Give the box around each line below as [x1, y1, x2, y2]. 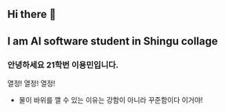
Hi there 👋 [7, 8, 56, 21]
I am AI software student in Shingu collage [7, 34, 218, 48]
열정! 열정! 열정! [7, 79, 56, 89]
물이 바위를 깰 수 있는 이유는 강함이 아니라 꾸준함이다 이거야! [18, 96, 203, 105]
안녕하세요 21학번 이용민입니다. [7, 60, 119, 70]
